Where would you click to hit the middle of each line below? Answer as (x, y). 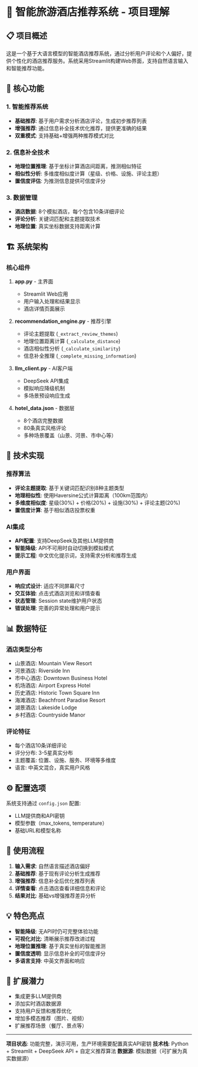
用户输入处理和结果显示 (52, 301)
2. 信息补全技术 (28, 152)
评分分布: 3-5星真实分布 (44, 753)
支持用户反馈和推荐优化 (43, 1011)
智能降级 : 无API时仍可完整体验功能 (57, 931)
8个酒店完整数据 (43, 420)
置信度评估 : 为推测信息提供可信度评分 (60, 181)
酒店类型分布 (24, 649)
